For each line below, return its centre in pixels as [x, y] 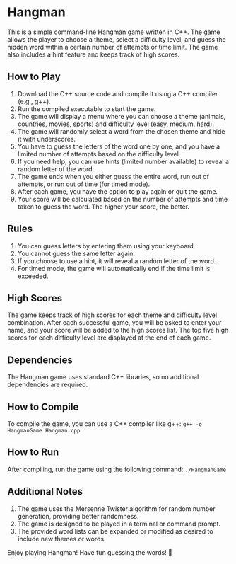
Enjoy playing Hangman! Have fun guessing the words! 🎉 [90, 552]
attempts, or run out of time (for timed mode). [84, 184]
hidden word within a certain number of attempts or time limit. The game [113, 47]
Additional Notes [45, 491]
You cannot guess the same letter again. [76, 253]
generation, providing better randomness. [78, 516]
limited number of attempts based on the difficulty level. [99, 154]
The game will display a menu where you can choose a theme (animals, [122, 116]
